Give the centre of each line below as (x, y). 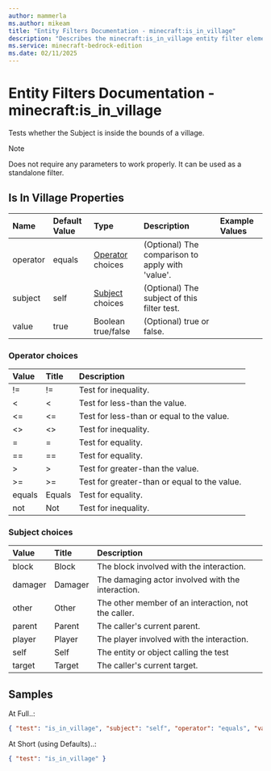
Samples (31, 694)
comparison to (171, 254)
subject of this (171, 298)
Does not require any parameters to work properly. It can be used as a (125, 164)
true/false (112, 331)
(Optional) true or (177, 321)
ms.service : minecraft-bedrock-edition (75, 46)
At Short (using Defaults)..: (52, 744)
